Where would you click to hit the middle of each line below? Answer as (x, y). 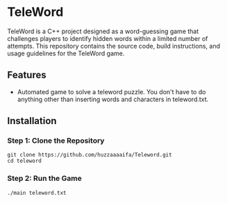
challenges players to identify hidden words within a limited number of (108, 38)
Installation (32, 121)
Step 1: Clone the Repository (56, 141)
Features (27, 75)
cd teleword (24, 161)
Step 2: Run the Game (44, 179)
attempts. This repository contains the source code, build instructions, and (114, 46)
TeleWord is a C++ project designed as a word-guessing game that (103, 31)
